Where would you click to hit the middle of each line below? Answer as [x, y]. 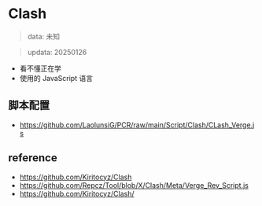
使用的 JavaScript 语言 [56, 78]
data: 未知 [44, 36]
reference [33, 158]
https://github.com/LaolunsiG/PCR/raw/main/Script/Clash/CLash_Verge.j [137, 125]
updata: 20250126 [57, 52]
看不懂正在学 [40, 68]
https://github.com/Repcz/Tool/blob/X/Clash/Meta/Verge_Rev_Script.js [134, 185]
